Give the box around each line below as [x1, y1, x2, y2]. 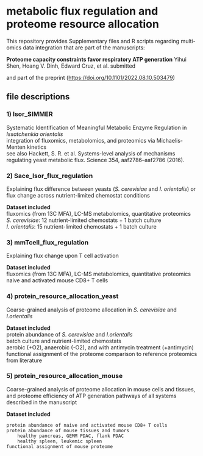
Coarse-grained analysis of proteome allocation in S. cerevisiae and [6, 306, 177, 313]
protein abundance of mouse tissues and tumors [6, 427, 130, 433]
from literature [6, 357, 43, 364]
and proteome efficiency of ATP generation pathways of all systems [6, 392, 177, 399]
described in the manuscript [6, 398, 77, 406]
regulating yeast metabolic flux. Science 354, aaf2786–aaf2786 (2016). [6, 156, 185, 163]
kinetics [26, 143, 47, 151]
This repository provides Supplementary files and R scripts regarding [6, 37, 180, 45]
